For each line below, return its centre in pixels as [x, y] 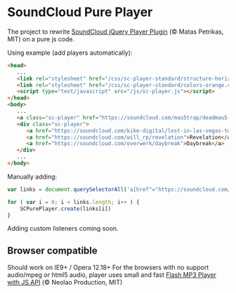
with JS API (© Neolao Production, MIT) [65, 282]
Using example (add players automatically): [70, 53]
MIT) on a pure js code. [41, 39]
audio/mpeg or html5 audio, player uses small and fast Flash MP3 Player [112, 275]
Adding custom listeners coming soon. [63, 229]
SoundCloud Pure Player [80, 12]
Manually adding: [32, 177]
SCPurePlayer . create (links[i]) [66, 209]
